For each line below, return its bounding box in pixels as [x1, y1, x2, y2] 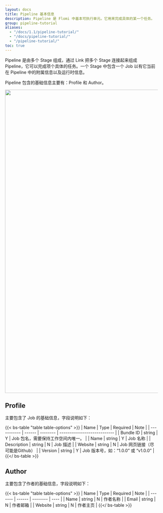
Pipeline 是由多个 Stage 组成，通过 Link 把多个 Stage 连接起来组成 [5, 57, 137, 63]
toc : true [5, 43, 25, 48]
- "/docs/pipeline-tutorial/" [9, 34, 70, 39]
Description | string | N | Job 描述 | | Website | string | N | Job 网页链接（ [5, 442, 150, 447]
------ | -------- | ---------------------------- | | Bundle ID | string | [24, 430, 158, 436]
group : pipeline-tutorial [5, 20, 57, 26]
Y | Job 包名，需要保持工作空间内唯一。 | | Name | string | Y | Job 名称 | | [5, 435, 151, 442]
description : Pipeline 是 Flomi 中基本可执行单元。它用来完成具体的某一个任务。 [5, 16, 155, 21]
